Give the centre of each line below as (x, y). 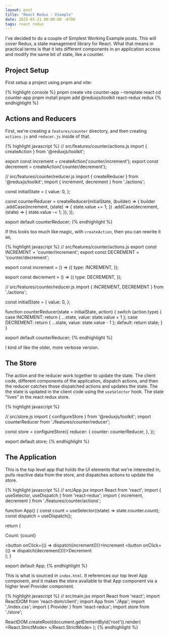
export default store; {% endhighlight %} (47, 441)
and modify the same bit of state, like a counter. (55, 55)
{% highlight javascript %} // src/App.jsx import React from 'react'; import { (83, 490)
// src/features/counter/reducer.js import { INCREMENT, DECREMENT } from (84, 287)
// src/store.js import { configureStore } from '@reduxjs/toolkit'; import (78, 416)
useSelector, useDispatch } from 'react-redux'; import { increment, (74, 495)
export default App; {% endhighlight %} (46, 565)
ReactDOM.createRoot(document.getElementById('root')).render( (73, 622)
